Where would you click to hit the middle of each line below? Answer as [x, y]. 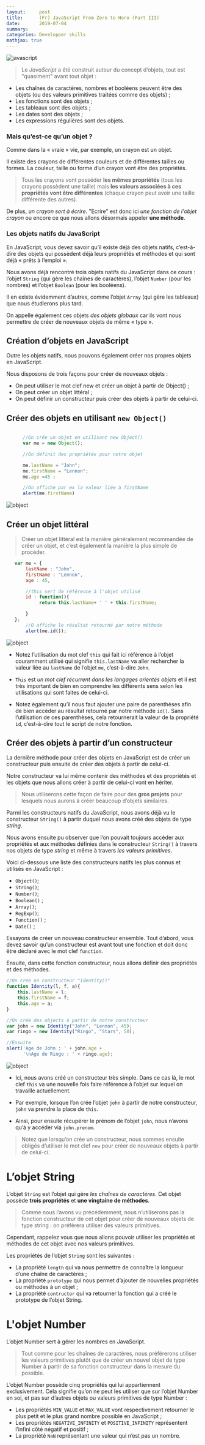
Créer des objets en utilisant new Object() [87, 418]
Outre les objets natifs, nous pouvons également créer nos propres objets [99, 356]
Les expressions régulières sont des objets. [70, 121]
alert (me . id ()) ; [46, 631]
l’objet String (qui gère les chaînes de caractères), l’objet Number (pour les [99, 278]
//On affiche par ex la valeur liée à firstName [85, 488]
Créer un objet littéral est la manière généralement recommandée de [107, 539]
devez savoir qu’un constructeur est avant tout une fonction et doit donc [97, 945]
